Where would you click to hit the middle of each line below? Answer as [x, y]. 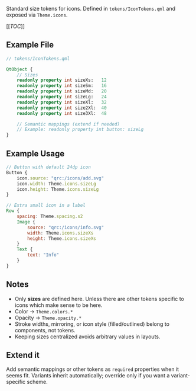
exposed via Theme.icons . [37, 15]
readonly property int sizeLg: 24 [62, 97]
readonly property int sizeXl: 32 [62, 102]
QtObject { [19, 69]
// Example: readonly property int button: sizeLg [80, 130]
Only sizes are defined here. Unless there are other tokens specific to [99, 299]
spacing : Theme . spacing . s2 [50, 216]
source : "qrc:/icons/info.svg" [66, 227]
